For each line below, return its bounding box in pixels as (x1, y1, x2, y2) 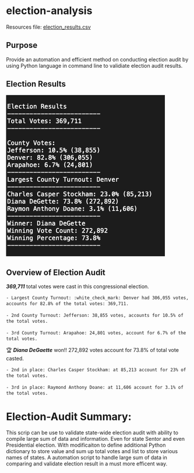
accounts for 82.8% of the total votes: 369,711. (6, 301, 129, 307)
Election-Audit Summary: (6, 410, 132, 423)
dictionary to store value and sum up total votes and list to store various (6, 448, 178, 455)
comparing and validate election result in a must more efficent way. (6, 460, 168, 467)
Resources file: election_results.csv (6, 23, 91, 30)
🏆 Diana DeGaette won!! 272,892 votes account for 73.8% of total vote (6, 347, 179, 354)
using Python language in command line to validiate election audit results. (6, 62, 183, 69)
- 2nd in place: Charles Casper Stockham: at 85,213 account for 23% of (6, 367, 186, 373)
